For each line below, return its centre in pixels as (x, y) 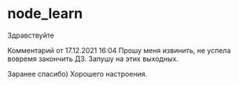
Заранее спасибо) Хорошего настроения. (77, 73)
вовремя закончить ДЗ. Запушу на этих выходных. (93, 59)
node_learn (45, 14)
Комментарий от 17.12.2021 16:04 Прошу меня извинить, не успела (119, 50)
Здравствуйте (31, 35)
